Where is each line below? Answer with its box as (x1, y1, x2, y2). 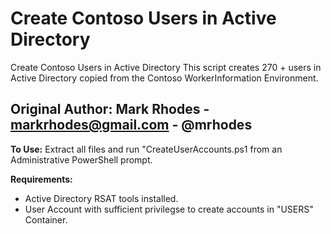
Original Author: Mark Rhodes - (10, 101, 210, 118)
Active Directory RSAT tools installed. (24, 192, 179, 204)
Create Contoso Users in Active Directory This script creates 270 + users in (10, 61, 322, 73)
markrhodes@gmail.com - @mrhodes (10, 117, 253, 134)
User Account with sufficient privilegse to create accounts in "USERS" (24, 203, 314, 215)
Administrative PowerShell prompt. (10, 153, 153, 166)
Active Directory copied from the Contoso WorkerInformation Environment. (10, 72, 319, 84)
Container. (24, 213, 68, 226)
